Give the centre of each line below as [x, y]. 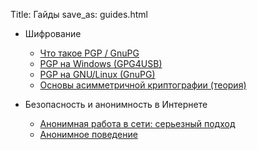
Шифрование [53, 33]
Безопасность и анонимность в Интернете [116, 104]
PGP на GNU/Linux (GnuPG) [97, 74]
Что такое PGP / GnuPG [89, 53]
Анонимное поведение [88, 134]
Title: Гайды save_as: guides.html [79, 14]
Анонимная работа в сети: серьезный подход [137, 123]
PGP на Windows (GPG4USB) [101, 63]
